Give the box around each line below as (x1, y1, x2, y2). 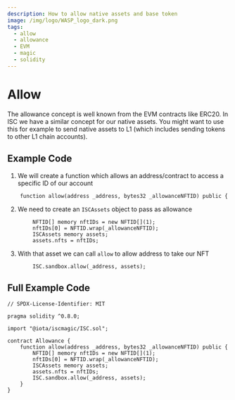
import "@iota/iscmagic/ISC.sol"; (7, 325, 109, 332)
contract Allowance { (7, 337, 71, 345)
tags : (7, 23, 23, 30)
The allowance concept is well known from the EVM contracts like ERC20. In (7, 110, 229, 118)
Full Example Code (7, 282, 90, 294)
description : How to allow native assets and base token (7, 10, 178, 18)
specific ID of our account (17, 179, 94, 187)
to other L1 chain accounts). (7, 132, 88, 141)
